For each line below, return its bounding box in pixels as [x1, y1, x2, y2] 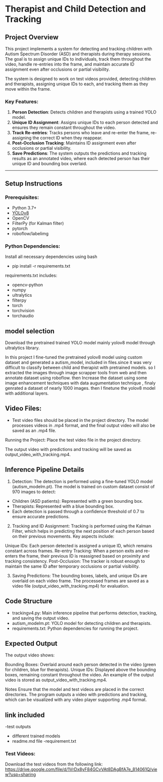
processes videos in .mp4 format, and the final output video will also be [12, 422, 155, 428]
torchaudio [12, 313, 34, 319]
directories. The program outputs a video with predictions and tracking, [5, 692, 148, 698]
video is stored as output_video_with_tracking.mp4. [5, 677, 108, 683]
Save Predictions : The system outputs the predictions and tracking [12, 150, 147, 156]
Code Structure [5, 597, 52, 606]
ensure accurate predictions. [12, 513, 70, 519]
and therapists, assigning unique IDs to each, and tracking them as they [5, 81, 148, 87]
